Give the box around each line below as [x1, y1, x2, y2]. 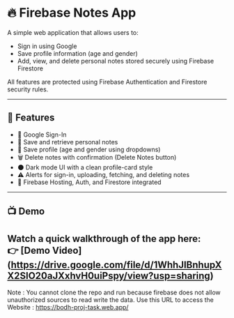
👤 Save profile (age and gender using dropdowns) [17, 145, 161, 153]
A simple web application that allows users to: [7, 28, 139, 36]
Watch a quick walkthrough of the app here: [7, 232, 201, 245]
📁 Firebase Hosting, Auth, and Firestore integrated [17, 178, 162, 186]
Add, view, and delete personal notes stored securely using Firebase [17, 56, 214, 65]
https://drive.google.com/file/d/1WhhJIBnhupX [10, 259, 222, 271]
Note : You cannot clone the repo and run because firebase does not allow [7, 288, 221, 296]
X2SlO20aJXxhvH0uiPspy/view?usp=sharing [7, 270, 210, 282]
